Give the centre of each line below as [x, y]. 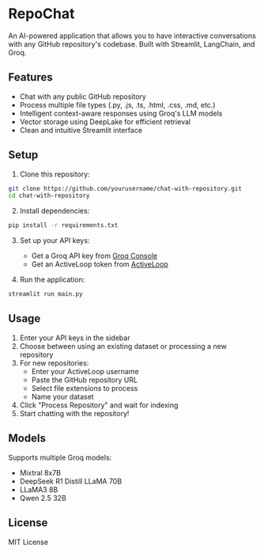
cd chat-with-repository [49, 196]
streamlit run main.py [45, 294]
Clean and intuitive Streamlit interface [81, 130]
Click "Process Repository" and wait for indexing [99, 405]
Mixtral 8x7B [40, 472]
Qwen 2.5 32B [43, 498]
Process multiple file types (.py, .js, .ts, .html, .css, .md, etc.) [117, 104]
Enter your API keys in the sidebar [75, 338]
